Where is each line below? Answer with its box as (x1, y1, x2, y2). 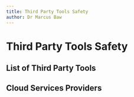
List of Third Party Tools (6, 63, 96, 73)
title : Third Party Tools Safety (6, 8, 89, 15)
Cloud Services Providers (6, 83, 102, 93)
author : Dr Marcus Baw (6, 14, 62, 20)
